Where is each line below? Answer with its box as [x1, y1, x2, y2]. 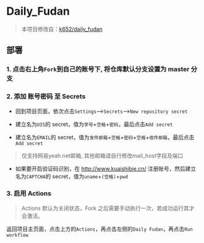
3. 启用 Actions [6, 189, 51, 198]
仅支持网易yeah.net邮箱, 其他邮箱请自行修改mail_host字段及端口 [21, 152, 184, 159]
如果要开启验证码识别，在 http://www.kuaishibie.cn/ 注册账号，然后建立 [15, 164, 196, 172]
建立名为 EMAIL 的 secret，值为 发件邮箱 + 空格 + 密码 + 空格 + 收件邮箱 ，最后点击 [15, 133, 195, 141]
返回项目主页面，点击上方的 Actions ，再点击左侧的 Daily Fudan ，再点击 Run [6, 225, 193, 233]
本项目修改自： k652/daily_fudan [21, 25, 103, 33]
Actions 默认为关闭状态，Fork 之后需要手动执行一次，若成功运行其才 [21, 204, 195, 212]
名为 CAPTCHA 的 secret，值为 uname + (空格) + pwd [15, 172, 129, 180]
